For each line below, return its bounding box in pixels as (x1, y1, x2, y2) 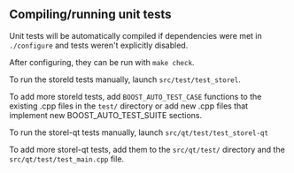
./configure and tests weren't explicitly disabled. (9, 40, 189, 50)
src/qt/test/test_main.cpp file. (9, 154, 125, 164)
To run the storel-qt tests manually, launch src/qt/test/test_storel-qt (9, 127, 268, 138)
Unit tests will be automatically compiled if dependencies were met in (9, 30, 263, 41)
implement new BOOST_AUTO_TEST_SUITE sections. (9, 109, 203, 120)
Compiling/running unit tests (9, 7, 172, 22)
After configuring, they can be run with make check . (9, 56, 195, 67)
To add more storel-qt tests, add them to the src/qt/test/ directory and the (9, 144, 285, 154)
